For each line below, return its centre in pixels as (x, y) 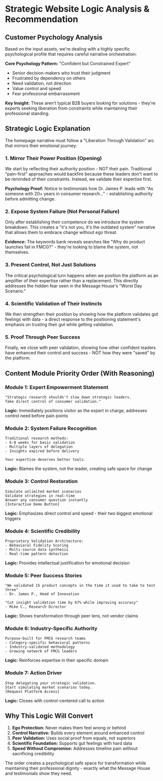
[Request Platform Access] (32, 691)
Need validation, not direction (42, 83)
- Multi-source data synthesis (37, 549)
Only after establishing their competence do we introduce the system (74, 222)
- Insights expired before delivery (42, 451)
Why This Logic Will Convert (49, 716)
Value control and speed (36, 88)
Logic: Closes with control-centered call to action (55, 700)
